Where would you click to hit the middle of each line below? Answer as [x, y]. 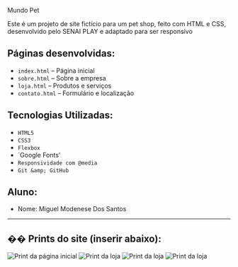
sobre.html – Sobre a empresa [62, 78]
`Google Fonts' [39, 155]
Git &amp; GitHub [43, 170]
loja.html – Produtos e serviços [64, 85]
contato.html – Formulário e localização [76, 93]
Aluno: [22, 192]
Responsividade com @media [57, 163]
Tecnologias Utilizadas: [60, 115]
